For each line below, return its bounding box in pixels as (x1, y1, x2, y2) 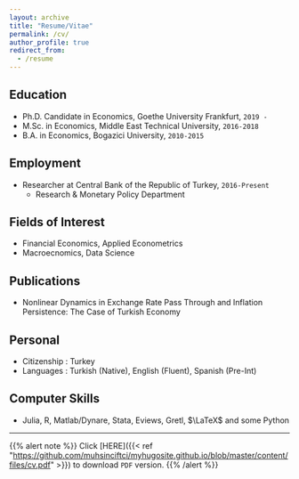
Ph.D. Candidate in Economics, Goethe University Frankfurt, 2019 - (21, 110, 268, 121)
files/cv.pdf (9, 459, 51, 470)
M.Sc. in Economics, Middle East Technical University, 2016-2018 (21, 120, 260, 131)
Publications (9, 273, 81, 288)
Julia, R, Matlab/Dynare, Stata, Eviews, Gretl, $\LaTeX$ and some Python (21, 415, 290, 426)
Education (9, 87, 68, 102)
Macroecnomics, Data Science (21, 248, 135, 258)
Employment (9, 156, 82, 171)
